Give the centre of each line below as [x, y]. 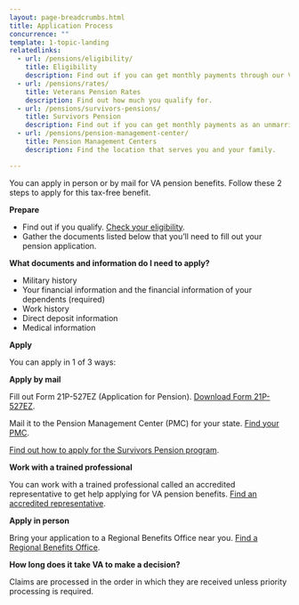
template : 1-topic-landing [59, 42]
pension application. [59, 246]
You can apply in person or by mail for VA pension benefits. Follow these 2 [145, 182]
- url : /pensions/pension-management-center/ [103, 133]
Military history [49, 280]
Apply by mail [35, 379]
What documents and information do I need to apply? [110, 262]
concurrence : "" [39, 34]
